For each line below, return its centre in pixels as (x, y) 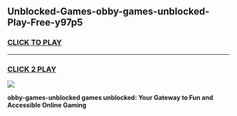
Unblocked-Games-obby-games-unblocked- (109, 12)
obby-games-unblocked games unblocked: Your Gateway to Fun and (110, 97)
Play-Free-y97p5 (45, 23)
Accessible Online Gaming (47, 105)
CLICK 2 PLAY (32, 69)
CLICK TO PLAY (35, 43)
